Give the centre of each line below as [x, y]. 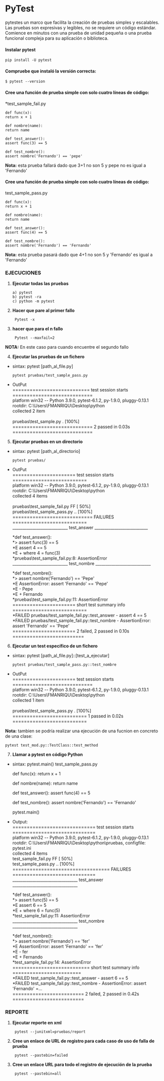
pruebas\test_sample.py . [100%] [46, 422]
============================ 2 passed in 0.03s [71, 427]
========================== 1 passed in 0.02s [68, 716]
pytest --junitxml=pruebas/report [50, 1032]
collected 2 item [29, 411]
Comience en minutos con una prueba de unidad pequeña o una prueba [79, 33]
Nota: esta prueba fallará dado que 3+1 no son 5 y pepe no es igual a [76, 165]
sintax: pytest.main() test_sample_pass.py [55, 764]
